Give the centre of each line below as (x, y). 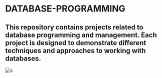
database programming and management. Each (81, 35)
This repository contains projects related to (74, 27)
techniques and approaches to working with (76, 50)
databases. (23, 58)
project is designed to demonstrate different (76, 43)
